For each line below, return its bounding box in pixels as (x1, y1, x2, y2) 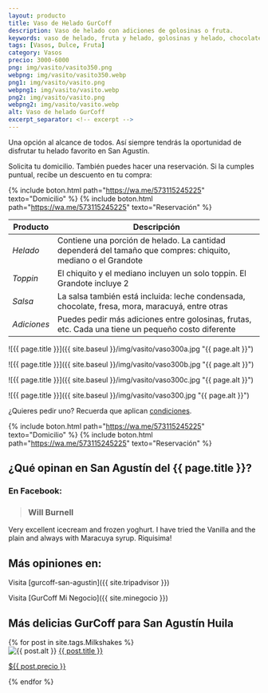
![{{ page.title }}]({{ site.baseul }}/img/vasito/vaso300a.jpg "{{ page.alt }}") (8, 344, 254, 354)
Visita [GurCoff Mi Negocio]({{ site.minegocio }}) (8, 593, 169, 603)
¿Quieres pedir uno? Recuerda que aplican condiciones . (8, 406, 192, 415)
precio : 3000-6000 (8, 57, 69, 65)
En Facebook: (8, 485, 62, 497)
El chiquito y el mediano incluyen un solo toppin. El (57, 267, 247, 279)
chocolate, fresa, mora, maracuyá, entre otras (57, 300, 229, 311)
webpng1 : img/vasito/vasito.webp (8, 85, 120, 94)
